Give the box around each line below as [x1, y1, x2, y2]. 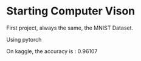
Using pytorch [6, 36, 42, 43]
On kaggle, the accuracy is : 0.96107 [6, 47, 98, 55]
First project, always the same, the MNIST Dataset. [6, 24, 134, 31]
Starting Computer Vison [6, 4, 136, 18]
